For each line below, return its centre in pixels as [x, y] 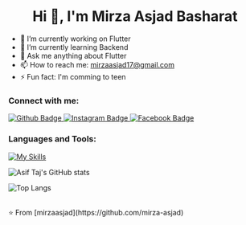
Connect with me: [44, 100]
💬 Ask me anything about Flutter [73, 55]
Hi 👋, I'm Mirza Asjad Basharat [135, 16]
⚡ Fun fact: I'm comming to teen [73, 76]
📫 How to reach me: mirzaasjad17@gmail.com [97, 64]
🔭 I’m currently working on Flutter [75, 39]
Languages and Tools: [52, 139]
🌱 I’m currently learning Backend [74, 47]
